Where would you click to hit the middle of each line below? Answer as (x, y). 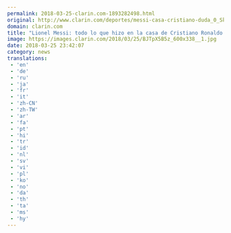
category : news (29, 52)
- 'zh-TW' (24, 110)
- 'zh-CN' (24, 103)
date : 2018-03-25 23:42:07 (46, 45)
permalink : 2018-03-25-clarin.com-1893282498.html (81, 13)
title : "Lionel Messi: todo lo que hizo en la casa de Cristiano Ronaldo (115, 33)
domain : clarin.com (35, 26)
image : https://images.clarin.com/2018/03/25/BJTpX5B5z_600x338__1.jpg (112, 39)
